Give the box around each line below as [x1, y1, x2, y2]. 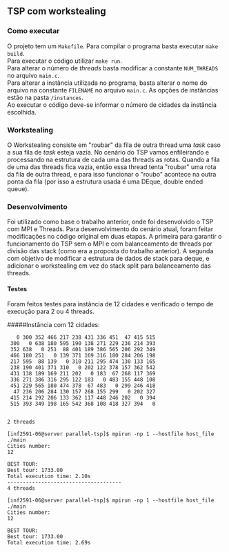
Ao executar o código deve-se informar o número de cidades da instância [7, 100, 217, 109]
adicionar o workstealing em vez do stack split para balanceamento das [7, 262, 212, 270]
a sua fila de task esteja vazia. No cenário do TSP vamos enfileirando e [7, 148, 209, 156]
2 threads [7, 419, 36, 426]
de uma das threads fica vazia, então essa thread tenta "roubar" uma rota [7, 162, 217, 171]
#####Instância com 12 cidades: [7, 321, 100, 329]
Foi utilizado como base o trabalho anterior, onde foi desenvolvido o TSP [7, 217, 214, 226]
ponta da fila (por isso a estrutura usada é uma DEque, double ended [7, 177, 203, 186]
